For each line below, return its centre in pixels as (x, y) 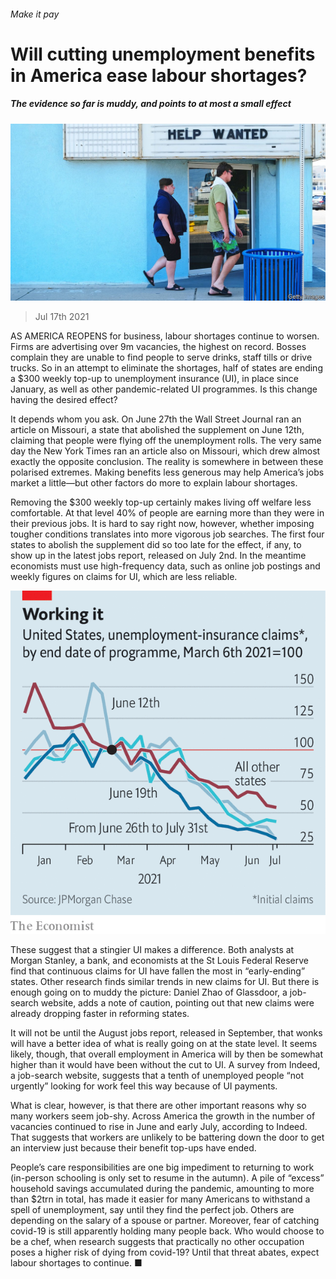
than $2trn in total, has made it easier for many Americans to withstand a (160, 1199)
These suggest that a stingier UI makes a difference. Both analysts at (152, 949)
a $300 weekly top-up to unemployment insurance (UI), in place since (154, 379)
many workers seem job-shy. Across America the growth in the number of (163, 1116)
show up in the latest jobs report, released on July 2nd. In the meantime (158, 556)
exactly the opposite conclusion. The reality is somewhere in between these (167, 462)
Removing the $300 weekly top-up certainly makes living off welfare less (161, 502)
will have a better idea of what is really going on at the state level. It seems (164, 1043)
